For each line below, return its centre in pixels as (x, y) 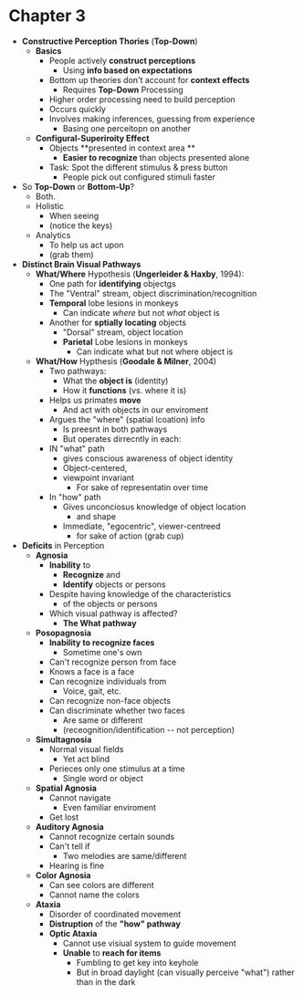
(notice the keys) (81, 225)
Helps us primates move (95, 400)
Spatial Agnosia (66, 788)
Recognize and (91, 574)
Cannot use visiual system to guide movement (149, 943)
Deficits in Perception (63, 545)
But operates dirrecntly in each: (122, 438)
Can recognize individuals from (108, 681)
